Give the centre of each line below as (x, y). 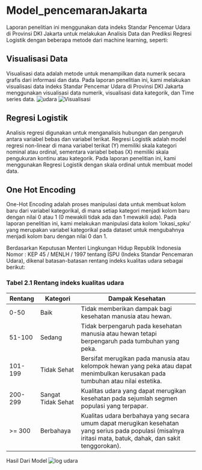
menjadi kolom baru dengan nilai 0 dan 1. (57, 236)
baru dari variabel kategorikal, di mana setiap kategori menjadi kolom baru (98, 211)
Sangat (50, 394)
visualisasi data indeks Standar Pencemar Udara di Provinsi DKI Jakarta (95, 86)
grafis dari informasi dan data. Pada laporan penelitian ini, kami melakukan (98, 80)
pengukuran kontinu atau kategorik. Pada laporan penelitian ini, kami (91, 158)
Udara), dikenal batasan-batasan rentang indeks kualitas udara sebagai (95, 261)
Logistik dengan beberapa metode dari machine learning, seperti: (87, 40)
